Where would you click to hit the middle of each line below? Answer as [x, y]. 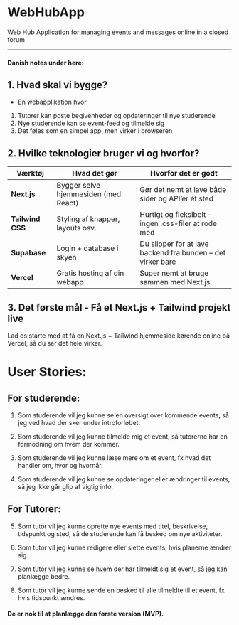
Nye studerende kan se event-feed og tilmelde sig [91, 123]
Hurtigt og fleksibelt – [176, 215]
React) [68, 203]
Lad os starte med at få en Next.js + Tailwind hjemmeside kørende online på [118, 336]
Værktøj [31, 173]
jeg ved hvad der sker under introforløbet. [79, 422]
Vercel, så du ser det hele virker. [55, 343]
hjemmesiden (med [89, 194]
